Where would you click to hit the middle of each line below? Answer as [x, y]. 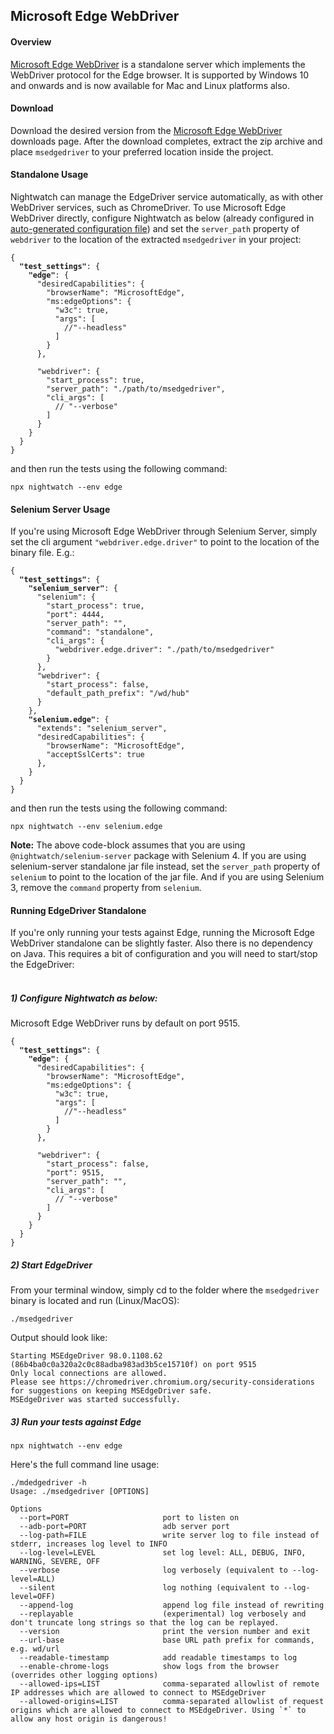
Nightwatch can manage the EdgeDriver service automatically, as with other [167, 197]
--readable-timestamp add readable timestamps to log [158, 1658]
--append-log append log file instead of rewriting [172, 1605]
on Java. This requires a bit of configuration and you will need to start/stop [164, 954]
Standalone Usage [49, 175]
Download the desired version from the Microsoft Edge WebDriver [146, 130]
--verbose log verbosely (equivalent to [153, 1570]
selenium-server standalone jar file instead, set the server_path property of [165, 866]
